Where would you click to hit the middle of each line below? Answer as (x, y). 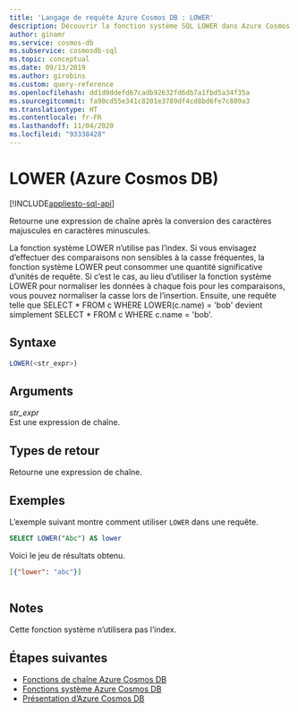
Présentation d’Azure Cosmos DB (83, 699)
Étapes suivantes (59, 658)
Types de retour (55, 451)
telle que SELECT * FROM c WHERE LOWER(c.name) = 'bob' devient (136, 305)
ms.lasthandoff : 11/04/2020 (62, 126)
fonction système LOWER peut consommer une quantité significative (136, 266)
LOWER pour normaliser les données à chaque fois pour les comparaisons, (148, 286)
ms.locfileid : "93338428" (57, 135)
